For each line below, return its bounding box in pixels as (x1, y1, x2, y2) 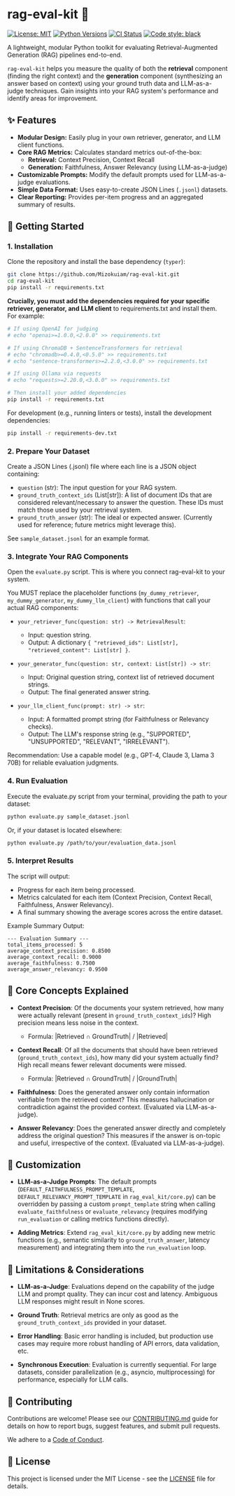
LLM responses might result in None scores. (17, 1297, 145, 1306)
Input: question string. (27, 631, 92, 640)
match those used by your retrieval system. (17, 505, 143, 515)
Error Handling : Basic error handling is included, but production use (17, 1332, 213, 1340)
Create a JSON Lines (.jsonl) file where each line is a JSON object (7, 463, 197, 471)
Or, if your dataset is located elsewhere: (7, 826, 122, 834)
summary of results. (17, 200, 76, 208)
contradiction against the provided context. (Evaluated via (17, 1102, 185, 1111)
